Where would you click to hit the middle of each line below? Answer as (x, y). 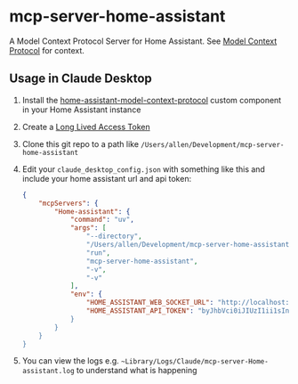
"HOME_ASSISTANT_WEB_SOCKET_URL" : (150, 303)
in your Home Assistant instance (81, 110)
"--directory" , (114, 237)
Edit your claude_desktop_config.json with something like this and (143, 169)
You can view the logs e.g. (71, 361)
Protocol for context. (47, 50)
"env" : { (86, 294)
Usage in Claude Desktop (81, 79)
